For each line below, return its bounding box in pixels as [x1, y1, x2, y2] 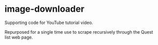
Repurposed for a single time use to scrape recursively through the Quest [4, 29, 153, 35]
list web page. [4, 34, 33, 40]
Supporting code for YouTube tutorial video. [4, 20, 93, 25]
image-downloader [4, 3, 84, 15]
